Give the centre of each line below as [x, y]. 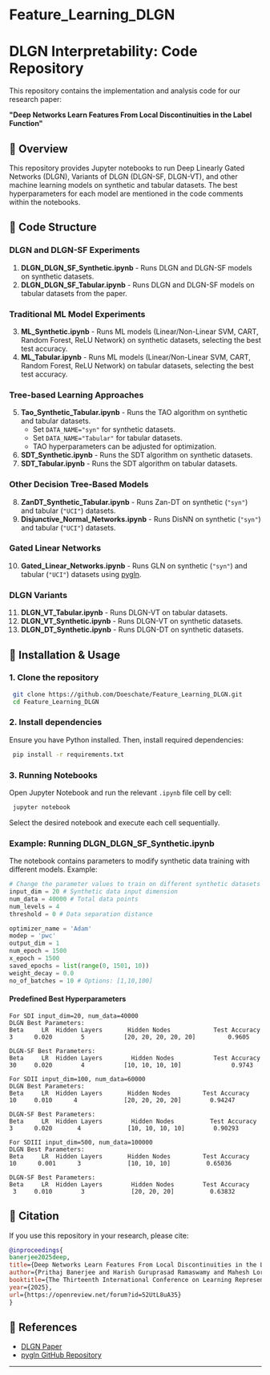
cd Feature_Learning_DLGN [56, 702]
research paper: [36, 100]
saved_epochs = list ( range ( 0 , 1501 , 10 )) [79, 966]
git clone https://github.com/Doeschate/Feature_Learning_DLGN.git [127, 694]
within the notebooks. [45, 201]
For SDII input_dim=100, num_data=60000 [78, 1079]
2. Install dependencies [56, 722]
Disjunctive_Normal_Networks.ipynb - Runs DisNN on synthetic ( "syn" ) [141, 519]
